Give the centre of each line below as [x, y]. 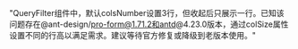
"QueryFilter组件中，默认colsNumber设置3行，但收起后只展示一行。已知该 [147, 13]
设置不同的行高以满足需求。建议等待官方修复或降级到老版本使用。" [133, 35]
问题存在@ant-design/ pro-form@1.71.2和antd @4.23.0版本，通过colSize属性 [149, 24]
